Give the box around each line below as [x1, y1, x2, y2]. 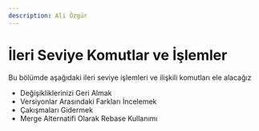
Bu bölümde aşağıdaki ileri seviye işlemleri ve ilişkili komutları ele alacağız [8, 73, 252, 82]
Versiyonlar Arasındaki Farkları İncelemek [19, 97, 157, 106]
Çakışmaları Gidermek [19, 105, 94, 114]
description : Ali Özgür [8, 11, 88, 20]
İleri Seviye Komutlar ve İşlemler [8, 46, 228, 64]
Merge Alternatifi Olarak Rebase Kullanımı [19, 113, 158, 123]
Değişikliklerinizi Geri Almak [19, 88, 112, 97]
